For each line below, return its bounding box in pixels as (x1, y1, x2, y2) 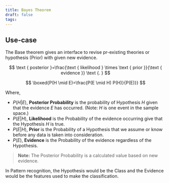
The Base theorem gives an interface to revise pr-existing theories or (5, 49, 150, 55)
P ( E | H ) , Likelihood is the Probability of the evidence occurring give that (12, 115, 163, 122)
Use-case (5, 36, 37, 44)
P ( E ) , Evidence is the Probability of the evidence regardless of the (12, 137, 152, 143)
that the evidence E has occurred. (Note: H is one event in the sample (12, 105, 159, 111)
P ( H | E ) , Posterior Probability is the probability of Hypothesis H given (12, 100, 158, 106)
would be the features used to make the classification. (5, 173, 119, 179)
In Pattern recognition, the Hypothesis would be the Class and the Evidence (5, 168, 164, 174)
